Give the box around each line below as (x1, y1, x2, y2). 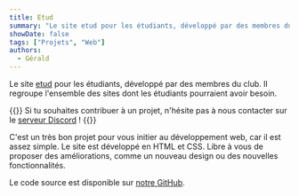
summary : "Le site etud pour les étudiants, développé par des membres (9, 21, 280, 30)
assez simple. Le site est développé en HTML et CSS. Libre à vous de (9, 141, 264, 152)
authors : (9, 46, 42, 55)
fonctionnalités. (9, 161, 67, 170)
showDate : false (9, 29, 69, 38)
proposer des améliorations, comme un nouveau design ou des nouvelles (9, 151, 279, 161)
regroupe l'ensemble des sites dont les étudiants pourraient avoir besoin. (9, 88, 278, 98)
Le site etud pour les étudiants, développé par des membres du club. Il (9, 79, 269, 89)
